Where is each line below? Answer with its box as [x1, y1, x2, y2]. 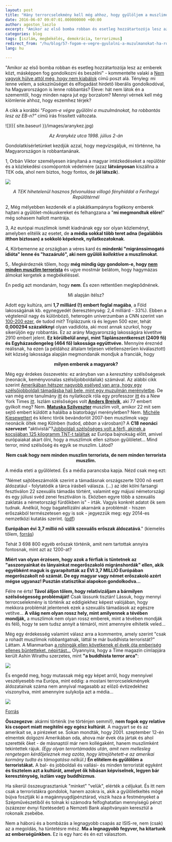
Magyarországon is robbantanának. [5, 148, 80, 154]
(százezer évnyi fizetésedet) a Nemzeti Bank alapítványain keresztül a [5, 804, 153, 811]
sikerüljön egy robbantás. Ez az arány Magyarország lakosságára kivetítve [5, 329, 162, 335]
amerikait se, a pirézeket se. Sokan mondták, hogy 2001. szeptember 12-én [5, 729, 164, 735]
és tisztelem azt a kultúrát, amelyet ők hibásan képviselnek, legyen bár [5, 767, 160, 774]
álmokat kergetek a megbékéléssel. [5, 272, 80, 278]
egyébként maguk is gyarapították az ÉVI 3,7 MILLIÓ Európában [5, 567, 143, 573]
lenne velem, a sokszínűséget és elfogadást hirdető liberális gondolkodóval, [5, 81, 165, 87]
